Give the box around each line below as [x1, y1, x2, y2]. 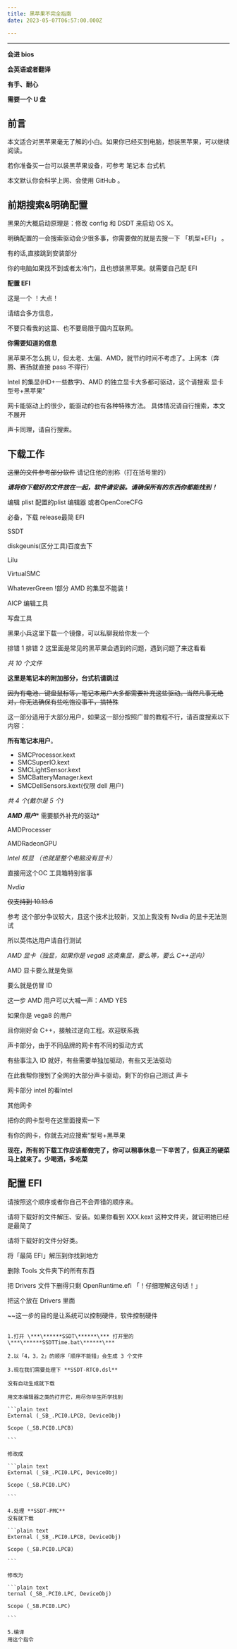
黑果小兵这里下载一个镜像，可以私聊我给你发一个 [7, 628, 150, 637]
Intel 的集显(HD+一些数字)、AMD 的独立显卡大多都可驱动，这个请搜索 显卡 [7, 378, 224, 387]
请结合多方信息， [7, 309, 57, 317]
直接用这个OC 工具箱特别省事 [7, 868, 93, 877]
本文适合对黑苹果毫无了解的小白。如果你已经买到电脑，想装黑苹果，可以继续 [7, 138, 230, 146]
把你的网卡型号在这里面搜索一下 [7, 1116, 100, 1124]
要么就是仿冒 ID [7, 981, 53, 990]
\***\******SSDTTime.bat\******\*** [7, 1339, 115, 1346]
